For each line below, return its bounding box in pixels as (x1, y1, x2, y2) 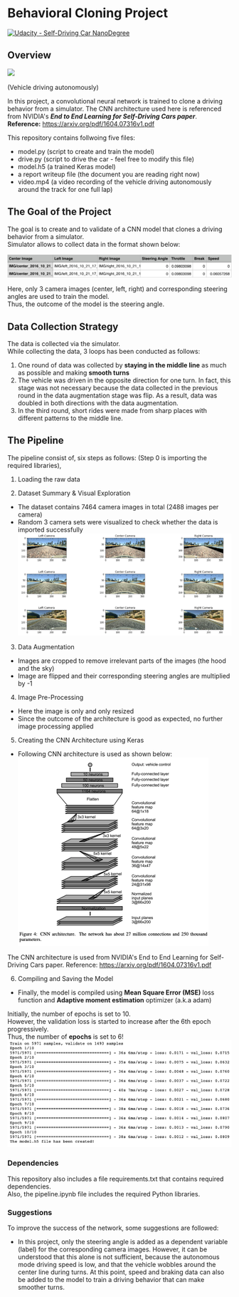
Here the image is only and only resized (17, 706, 134, 715)
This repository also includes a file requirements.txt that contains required (7, 1174, 224, 1183)
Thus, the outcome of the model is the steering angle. (7, 300, 165, 308)
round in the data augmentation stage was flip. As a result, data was (17, 391, 218, 400)
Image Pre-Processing (17, 693, 84, 701)
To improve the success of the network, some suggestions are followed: (7, 1224, 219, 1232)
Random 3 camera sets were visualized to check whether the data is (17, 517, 218, 526)
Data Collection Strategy (7, 320, 119, 332)
